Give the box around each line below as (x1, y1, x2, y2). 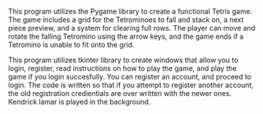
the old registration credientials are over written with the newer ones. (8, 89, 232, 97)
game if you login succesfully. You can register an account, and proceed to (8, 72, 252, 81)
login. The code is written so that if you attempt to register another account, (8, 80, 254, 90)
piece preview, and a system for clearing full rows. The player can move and (8, 24, 256, 32)
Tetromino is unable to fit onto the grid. (8, 40, 135, 50)
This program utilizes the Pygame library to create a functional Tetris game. (8, 7, 253, 16)
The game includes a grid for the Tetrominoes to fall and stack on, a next (8, 15, 244, 24)
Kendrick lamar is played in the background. (8, 97, 151, 106)
